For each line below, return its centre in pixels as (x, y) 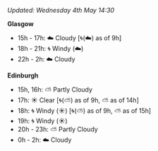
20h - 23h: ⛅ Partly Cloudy (58, 129)
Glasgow (20, 24)
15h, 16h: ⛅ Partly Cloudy (55, 90)
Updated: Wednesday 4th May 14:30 (61, 10)
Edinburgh (23, 75)
